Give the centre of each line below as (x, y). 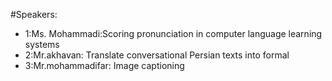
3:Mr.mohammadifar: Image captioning (104, 65)
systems (42, 44)
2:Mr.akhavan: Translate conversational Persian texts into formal (157, 55)
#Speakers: (34, 14)
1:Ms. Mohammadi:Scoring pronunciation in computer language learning (173, 33)
